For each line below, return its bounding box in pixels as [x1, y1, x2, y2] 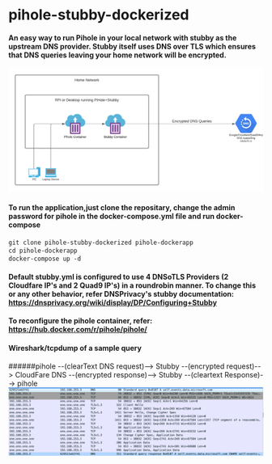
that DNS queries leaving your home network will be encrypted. [8, 50, 227, 60]
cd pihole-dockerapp [8, 247, 79, 255]
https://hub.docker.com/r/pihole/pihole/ [8, 325, 147, 335]
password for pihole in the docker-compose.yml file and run [8, 211, 215, 221]
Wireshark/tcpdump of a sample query [8, 344, 142, 352]
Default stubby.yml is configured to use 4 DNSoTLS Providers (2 [8, 272, 229, 281]
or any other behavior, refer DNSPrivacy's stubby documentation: [8, 289, 235, 298]
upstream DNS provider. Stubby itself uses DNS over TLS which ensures [8, 41, 257, 51]
